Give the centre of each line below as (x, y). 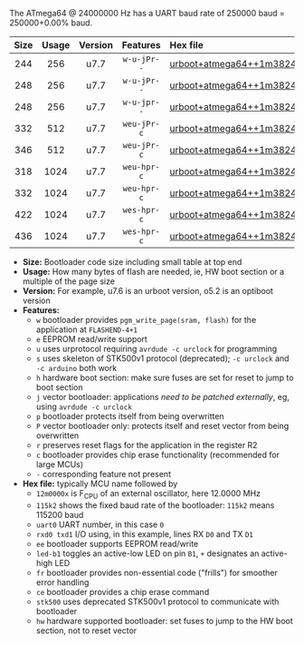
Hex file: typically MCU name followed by (100, 484)
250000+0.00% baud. (51, 23)
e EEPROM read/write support (91, 339)
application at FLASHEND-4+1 (87, 329)
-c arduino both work (76, 368)
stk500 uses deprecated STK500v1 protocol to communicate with (157, 601)
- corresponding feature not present (104, 474)
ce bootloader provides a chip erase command (123, 591)
